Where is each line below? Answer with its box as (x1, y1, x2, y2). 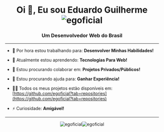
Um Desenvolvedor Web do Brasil (41, 32, 123, 39)
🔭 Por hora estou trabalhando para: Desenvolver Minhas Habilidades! (12, 48, 154, 54)
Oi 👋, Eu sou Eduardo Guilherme (16, 4, 148, 16)
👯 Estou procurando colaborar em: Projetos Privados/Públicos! (12, 67, 141, 73)
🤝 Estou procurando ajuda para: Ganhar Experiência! (12, 76, 120, 82)
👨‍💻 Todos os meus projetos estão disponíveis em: (12, 85, 113, 92)
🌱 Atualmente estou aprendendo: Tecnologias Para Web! (12, 57, 128, 63)
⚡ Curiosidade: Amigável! (12, 106, 64, 112)
